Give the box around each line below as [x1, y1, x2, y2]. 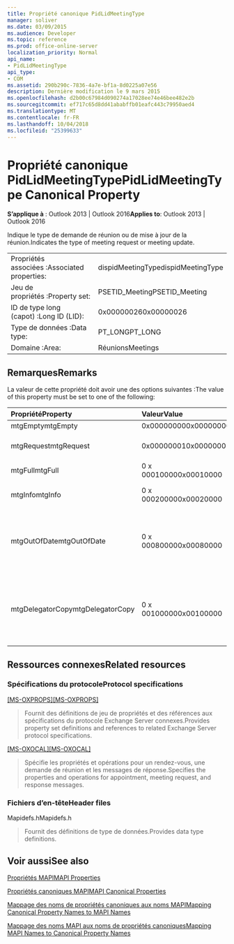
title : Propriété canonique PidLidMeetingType [7, 10, 145, 17]
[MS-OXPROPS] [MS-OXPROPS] [7, 695, 99, 704]
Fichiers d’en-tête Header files [7, 797, 111, 807]
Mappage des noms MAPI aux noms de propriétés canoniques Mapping [7, 921, 212, 929]
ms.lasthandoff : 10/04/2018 [7, 120, 89, 128]
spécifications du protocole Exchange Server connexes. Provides [24, 716, 210, 725]
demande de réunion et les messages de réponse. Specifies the [24, 765, 206, 774]
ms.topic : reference [7, 36, 68, 43]
